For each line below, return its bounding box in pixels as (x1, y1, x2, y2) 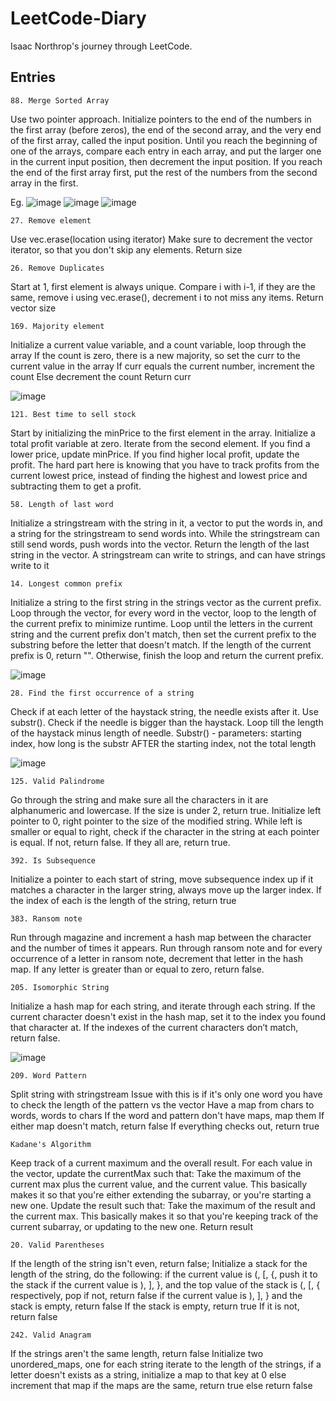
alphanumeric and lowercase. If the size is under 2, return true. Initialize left (10, 804, 322, 816)
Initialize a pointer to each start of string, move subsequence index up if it (10, 873, 314, 885)
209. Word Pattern (10, 1070, 87, 1081)
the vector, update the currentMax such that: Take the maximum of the (10, 1167, 302, 1179)
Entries (10, 69, 57, 86)
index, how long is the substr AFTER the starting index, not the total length (10, 737, 317, 749)
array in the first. (10, 177, 79, 189)
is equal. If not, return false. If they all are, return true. (10, 836, 231, 848)
